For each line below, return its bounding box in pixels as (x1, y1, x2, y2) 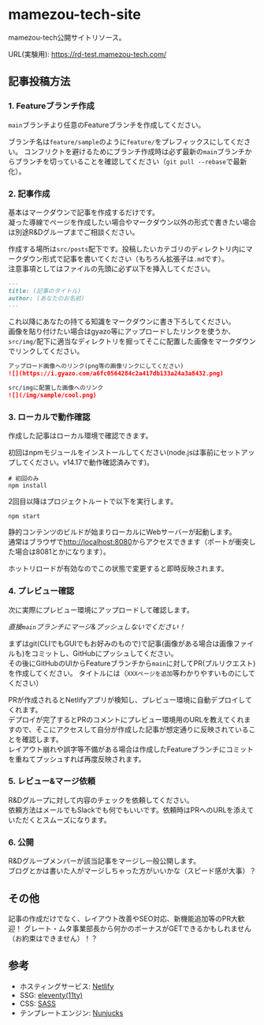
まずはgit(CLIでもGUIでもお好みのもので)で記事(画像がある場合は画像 (8, 639, 234, 648)
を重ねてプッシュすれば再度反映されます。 (8, 754, 146, 763)
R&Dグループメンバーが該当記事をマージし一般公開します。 (8, 856, 201, 866)
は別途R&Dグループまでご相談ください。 (8, 227, 139, 236)
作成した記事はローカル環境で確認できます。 (8, 431, 153, 440)
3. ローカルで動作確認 (8, 411, 91, 422)
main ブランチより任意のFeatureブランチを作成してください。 (8, 120, 206, 130)
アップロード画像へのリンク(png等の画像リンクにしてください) (8, 362, 184, 371)
